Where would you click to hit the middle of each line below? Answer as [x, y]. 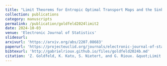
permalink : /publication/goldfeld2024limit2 [52, 24]
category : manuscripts [29, 19]
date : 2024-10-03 [23, 28]
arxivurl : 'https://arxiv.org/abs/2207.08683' [54, 42]
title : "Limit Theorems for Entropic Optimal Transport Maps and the [79, 10]
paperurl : [15, 47]
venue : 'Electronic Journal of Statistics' [51, 33]
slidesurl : [16, 38]
